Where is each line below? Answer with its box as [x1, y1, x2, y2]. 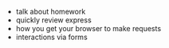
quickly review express [15, 15, 92, 25]
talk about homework [15, 7, 86, 16]
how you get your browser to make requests [15, 24, 162, 33]
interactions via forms [15, 32, 88, 42]
